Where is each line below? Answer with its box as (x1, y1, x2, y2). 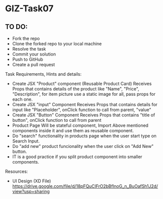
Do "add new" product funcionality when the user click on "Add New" (12, 143, 154, 149)
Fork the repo (12, 35, 40, 41)
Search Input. (12, 138, 40, 144)
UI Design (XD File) (12, 178, 51, 184)
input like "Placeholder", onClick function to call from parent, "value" (12, 107, 152, 113)
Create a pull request (12, 62, 55, 67)
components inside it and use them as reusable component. (12, 128, 134, 133)
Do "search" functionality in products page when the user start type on (12, 133, 157, 139)
